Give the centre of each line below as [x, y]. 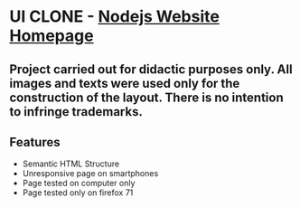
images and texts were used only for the [125, 83]
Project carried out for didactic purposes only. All [151, 69]
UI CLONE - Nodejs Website [114, 17]
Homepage [52, 36]
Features [35, 142]
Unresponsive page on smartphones [90, 174]
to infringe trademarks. [76, 112]
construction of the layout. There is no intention [146, 97]
